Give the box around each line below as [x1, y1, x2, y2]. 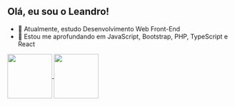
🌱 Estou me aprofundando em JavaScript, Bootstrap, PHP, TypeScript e [17, 32, 229, 41]
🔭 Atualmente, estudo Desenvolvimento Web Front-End [17, 24, 181, 33]
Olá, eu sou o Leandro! [7, 6, 109, 18]
